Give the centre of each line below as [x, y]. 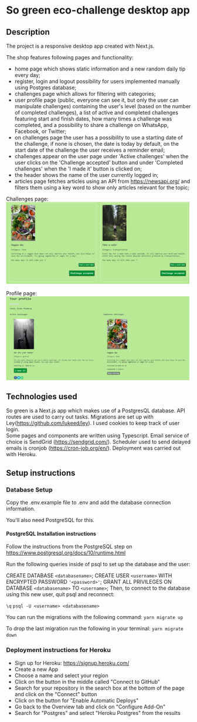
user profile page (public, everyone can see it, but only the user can [96, 100]
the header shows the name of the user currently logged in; [86, 175]
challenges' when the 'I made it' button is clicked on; [78, 169]
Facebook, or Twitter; [40, 131]
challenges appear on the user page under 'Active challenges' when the [101, 156]
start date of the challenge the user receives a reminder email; [90, 150]
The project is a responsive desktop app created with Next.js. [80, 46]
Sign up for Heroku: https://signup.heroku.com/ [72, 663]
